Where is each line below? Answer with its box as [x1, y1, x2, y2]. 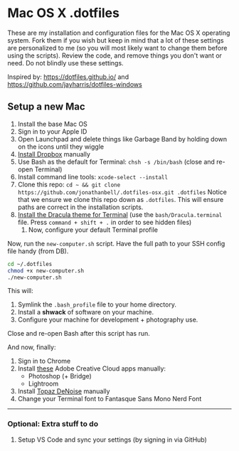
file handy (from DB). [7, 247, 69, 255]
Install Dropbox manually [17, 149, 91, 158]
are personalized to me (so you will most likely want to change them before [7, 43, 228, 52]
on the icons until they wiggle [17, 142, 105, 151]
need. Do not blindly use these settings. [7, 58, 124, 67]
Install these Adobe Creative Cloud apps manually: [17, 364, 166, 373]
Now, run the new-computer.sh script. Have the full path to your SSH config [7, 239, 225, 248]
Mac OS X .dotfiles [7, 5, 119, 21]
